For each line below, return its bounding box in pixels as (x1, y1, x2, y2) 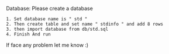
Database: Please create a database (6, 5, 94, 12)
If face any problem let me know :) (6, 42, 89, 48)
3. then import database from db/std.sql (6, 26, 109, 32)
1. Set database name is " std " (6, 16, 88, 22)
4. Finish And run (6, 31, 51, 37)
